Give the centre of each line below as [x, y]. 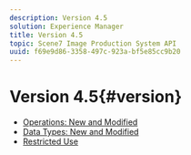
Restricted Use [50, 141]
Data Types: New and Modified [80, 132]
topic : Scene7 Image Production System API [93, 43]
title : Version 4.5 [46, 35]
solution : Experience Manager [67, 26]
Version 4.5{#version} [96, 97]
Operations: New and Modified [80, 122]
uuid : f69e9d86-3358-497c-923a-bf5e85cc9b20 [95, 52]
